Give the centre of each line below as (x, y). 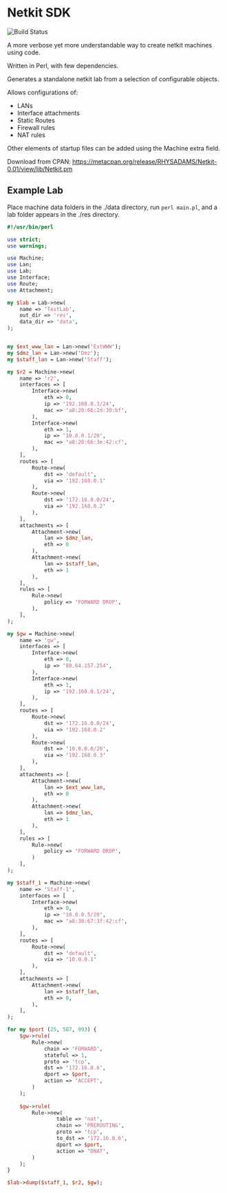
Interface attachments (48, 113)
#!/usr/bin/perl (30, 227)
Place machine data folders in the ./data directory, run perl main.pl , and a (112, 207)
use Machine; (26, 258)
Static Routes (36, 120)
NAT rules (31, 135)
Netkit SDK (39, 13)
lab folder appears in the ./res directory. (63, 214)
